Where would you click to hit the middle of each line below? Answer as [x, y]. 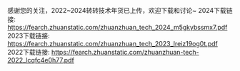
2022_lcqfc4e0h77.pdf [41, 60]
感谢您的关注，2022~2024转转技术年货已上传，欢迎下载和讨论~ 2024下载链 [120, 10]
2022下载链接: [29, 52]
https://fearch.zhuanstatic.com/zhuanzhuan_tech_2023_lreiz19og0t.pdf [112, 44]
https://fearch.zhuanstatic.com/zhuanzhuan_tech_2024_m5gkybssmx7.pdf [117, 27]
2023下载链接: [29, 35]
